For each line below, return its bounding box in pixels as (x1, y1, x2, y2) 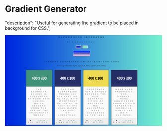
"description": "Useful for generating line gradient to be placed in (5, 20, 139, 26)
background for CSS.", (5, 25, 51, 31)
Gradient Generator (5, 3, 87, 15)
